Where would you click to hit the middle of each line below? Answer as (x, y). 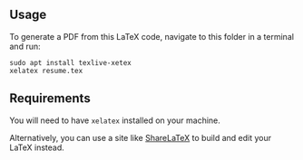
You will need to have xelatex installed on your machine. (115, 120)
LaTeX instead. (37, 147)
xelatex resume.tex (46, 71)
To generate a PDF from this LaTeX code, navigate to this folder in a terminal (152, 36)
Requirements (50, 99)
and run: (25, 46)
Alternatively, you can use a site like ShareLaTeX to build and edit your (141, 137)
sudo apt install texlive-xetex (70, 62)
